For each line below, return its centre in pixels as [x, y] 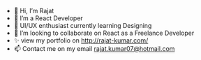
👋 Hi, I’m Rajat [34, 11]
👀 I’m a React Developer [49, 18]
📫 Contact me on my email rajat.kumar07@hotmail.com [94, 48]
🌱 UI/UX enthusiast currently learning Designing [83, 25]
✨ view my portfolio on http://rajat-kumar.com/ [81, 40]
